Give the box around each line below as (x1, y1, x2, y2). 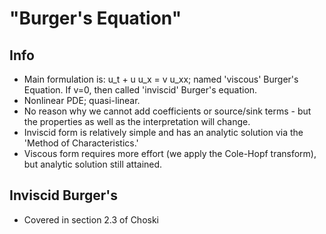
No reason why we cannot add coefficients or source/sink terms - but (23, 105, 312, 117)
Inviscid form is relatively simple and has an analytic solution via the (23, 127, 304, 138)
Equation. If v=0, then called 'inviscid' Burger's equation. (23, 84, 258, 96)
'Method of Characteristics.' (23, 137, 139, 149)
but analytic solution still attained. (23, 158, 163, 170)
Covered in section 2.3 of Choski (23, 213, 159, 226)
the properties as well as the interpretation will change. (23, 116, 251, 127)
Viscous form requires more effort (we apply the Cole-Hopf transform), (23, 148, 317, 159)
